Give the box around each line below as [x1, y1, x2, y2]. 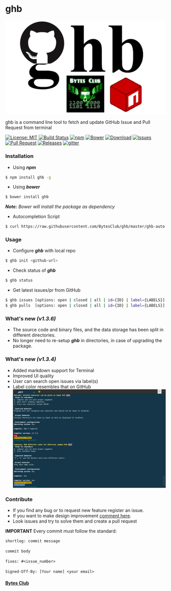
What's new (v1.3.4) [5, 355, 56, 363]
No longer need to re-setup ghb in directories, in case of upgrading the [12, 338, 162, 344]
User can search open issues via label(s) [12, 378, 98, 384]
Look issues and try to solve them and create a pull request [12, 518, 137, 524]
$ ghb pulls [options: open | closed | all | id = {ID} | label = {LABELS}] [5, 303, 165, 309]
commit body [5, 549, 31, 554]
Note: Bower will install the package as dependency [5, 203, 115, 210]
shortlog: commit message [5, 538, 60, 544]
